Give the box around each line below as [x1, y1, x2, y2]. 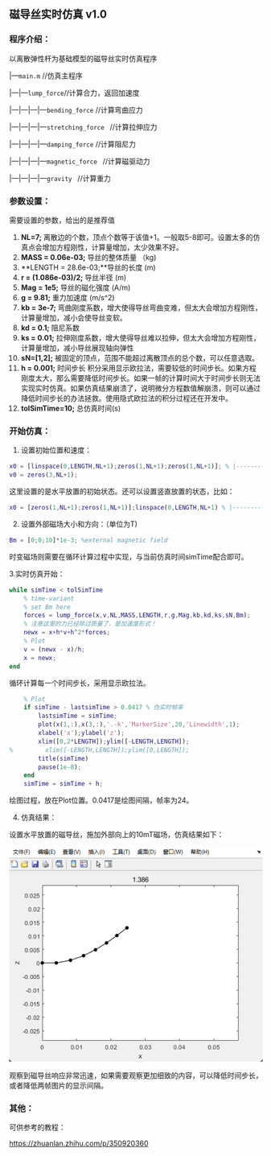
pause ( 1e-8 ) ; [38, 763, 82, 771]
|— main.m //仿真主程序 [9, 71, 83, 81]
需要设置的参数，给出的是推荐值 [9, 215, 115, 225]
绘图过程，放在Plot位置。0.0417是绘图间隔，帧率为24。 [9, 795, 194, 805]
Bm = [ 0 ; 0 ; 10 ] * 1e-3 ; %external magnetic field [9, 536, 168, 544]
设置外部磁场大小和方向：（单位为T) [20, 518, 138, 529]
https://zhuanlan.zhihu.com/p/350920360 [9, 1138, 149, 1148]
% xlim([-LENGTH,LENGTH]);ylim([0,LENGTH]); [9, 745, 190, 754]
